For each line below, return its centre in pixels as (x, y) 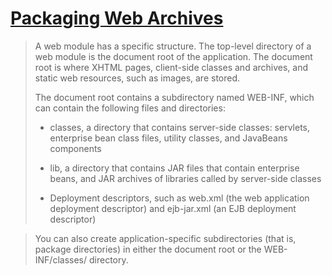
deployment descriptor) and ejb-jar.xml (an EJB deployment (173, 208)
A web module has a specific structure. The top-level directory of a (173, 46)
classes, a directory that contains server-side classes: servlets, (179, 127)
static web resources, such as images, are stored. (137, 78)
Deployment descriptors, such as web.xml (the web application (179, 198)
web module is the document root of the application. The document (173, 56)
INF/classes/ (61, 259)
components (75, 148)
